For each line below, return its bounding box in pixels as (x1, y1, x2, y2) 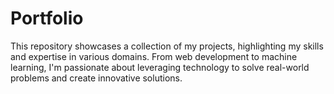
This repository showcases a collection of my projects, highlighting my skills (10, 40, 324, 52)
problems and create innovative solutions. (10, 72, 183, 84)
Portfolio (10, 7, 84, 30)
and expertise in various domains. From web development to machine (10, 50, 298, 62)
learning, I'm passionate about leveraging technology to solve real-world (10, 61, 310, 73)
